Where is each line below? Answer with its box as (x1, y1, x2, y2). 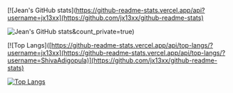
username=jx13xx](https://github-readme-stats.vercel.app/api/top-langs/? (7, 49, 226, 57)
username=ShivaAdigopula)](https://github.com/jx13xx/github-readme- (7, 56, 217, 65)
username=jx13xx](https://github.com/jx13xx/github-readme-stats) (7, 13, 204, 22)
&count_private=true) (72, 28, 135, 35)
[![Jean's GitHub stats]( (7, 6, 76, 14)
